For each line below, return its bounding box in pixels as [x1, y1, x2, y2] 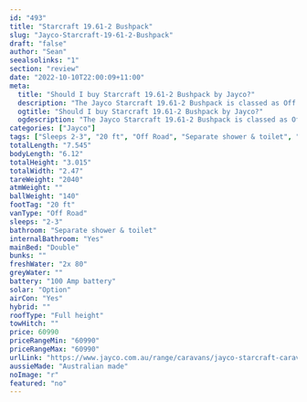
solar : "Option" [9, 285, 71, 294]
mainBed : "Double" [9, 243, 79, 252]
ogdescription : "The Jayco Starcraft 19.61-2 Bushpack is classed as [17, 115, 288, 124]
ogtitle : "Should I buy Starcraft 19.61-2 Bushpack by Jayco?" [17, 107, 263, 116]
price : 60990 [9, 328, 59, 337]
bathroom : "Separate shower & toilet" [9, 226, 157, 235]
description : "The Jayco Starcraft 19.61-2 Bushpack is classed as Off [17, 98, 297, 108]
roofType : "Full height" [9, 311, 104, 320]
